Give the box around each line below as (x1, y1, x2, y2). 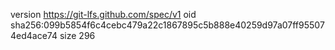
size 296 (59, 30, 96, 41)
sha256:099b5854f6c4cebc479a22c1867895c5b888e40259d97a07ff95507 (10, 19, 325, 31)
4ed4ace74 (10, 30, 58, 41)
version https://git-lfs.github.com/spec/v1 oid (10, 9, 197, 20)
